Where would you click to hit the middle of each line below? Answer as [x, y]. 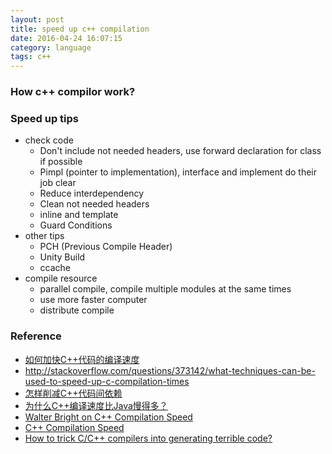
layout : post [37, 19]
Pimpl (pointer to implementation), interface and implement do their [178, 172]
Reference [36, 336]
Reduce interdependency [92, 193]
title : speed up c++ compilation [80, 29]
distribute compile [77, 310]
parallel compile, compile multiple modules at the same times [165, 289]
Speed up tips [44, 118]
